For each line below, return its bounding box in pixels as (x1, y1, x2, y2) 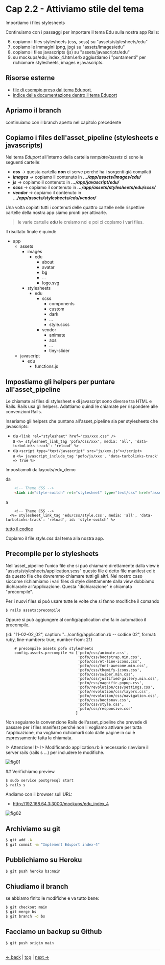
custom (49, 306, 65, 312)
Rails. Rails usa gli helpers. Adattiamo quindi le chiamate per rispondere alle (5, 403, 158, 409)
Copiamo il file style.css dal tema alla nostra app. (5, 535, 104, 541)
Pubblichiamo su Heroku (5, 856, 82, 864)
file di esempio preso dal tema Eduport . (12, 87, 93, 93)
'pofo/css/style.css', (78, 702, 124, 707)
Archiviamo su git (5, 825, 61, 833)
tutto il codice (5, 526, 33, 532)
